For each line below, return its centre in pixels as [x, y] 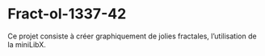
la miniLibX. [27, 44]
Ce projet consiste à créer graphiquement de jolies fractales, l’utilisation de [132, 36]
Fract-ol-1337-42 [67, 14]
